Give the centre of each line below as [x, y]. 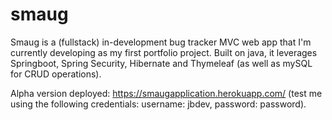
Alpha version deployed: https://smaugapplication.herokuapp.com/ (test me [166, 93]
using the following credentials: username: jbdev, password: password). [158, 104]
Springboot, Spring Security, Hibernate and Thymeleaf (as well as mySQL [161, 63]
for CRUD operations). [56, 74]
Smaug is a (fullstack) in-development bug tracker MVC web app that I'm [161, 42]
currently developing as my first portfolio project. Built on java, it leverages [164, 52]
